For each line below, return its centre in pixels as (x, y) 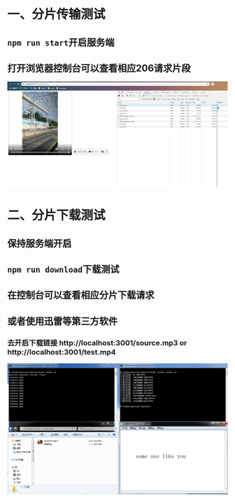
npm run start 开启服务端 (61, 42)
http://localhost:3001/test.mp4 (62, 352)
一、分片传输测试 (57, 14)
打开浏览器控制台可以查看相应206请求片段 (99, 68)
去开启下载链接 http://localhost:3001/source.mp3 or (97, 343)
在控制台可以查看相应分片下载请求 (81, 295)
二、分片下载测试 (57, 216)
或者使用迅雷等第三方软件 (62, 321)
